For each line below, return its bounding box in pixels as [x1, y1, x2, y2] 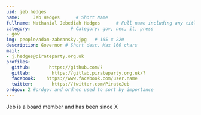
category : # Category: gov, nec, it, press [6, 25, 154, 32]
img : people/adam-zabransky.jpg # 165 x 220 [6, 37, 124, 43]
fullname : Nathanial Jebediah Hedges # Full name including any [6, 20, 184, 26]
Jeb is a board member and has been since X [6, 103, 118, 110]
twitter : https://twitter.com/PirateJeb [11, 81, 130, 87]
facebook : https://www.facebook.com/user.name [11, 75, 138, 81]
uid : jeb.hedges [6, 8, 47, 15]
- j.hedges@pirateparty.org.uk [6, 53, 84, 59]
